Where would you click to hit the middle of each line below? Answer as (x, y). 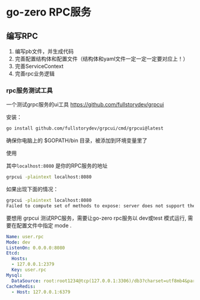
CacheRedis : (21, 286)
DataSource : (26, 281)
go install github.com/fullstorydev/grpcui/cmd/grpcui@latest (85, 128)
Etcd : (13, 253)
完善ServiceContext (39, 66)
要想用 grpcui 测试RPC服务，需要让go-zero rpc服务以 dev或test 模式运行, (96, 218)
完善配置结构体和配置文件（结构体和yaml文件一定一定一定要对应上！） (101, 59)
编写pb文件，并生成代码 (44, 51)
